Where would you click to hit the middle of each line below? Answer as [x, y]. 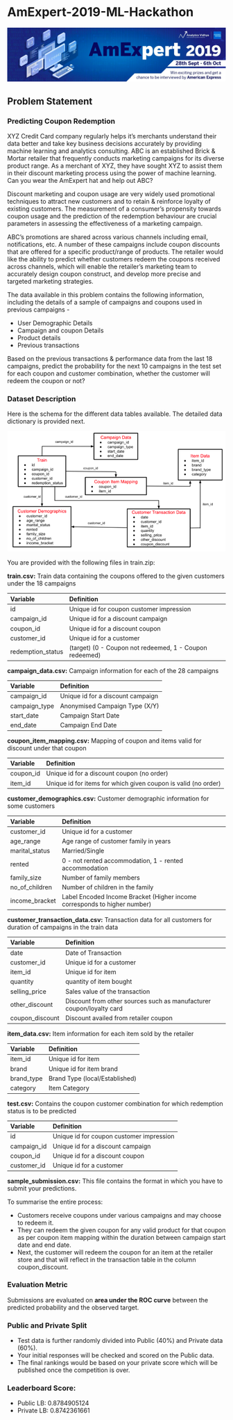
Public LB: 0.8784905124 [53, 1403]
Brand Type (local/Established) [93, 1078]
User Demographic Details [55, 323]
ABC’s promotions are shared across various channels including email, [108, 237]
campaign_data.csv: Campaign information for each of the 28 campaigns [113, 670]
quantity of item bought [99, 982]
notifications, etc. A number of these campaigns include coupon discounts [114, 245]
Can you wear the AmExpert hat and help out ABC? [80, 181]
